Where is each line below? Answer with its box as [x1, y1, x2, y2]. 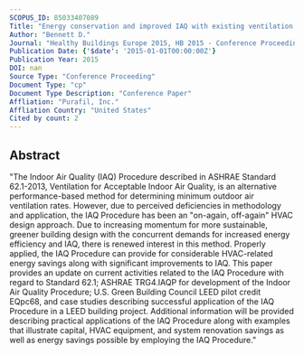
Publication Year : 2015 [9, 55, 100, 64]
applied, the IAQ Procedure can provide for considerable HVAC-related [9, 247, 273, 258]
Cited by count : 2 [9, 114, 79, 123]
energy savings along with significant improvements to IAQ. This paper [9, 257, 273, 268]
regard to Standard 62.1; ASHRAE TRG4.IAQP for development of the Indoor [9, 276, 291, 287]
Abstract [9, 147, 61, 163]
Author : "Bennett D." [9, 30, 91, 39]
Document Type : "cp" [9, 80, 88, 89]
